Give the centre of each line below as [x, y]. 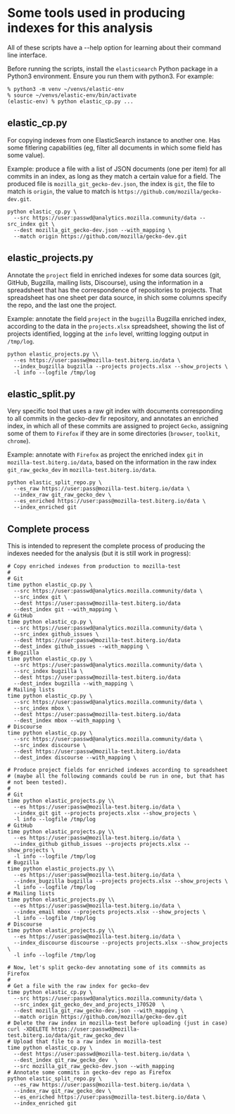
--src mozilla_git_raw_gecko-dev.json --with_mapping [94, 1067]
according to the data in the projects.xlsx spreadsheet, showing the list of [116, 326]
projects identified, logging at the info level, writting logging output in [108, 334]
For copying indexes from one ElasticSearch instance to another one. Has [114, 140]
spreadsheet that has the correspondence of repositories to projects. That [115, 290]
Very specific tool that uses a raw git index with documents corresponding [115, 411]
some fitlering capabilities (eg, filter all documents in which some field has [115, 147]
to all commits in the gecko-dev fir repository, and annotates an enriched [113, 418]
